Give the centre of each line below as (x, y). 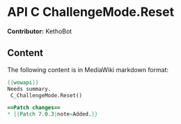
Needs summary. (29, 89)
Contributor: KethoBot (40, 31)
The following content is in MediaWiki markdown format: (88, 69)
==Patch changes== (34, 108)
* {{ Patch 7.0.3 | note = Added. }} (53, 114)
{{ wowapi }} (23, 82)
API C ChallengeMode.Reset (91, 12)
